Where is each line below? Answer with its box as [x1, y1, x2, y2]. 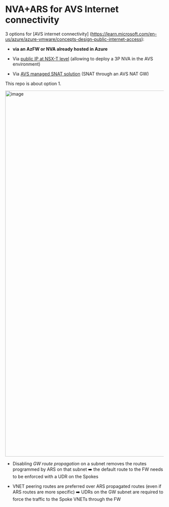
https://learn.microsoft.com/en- [91, 31, 157, 37]
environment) [12, 61, 41, 67]
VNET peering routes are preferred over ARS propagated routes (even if [12, 483, 162, 489]
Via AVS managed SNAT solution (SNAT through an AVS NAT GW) [12, 70, 149, 76]
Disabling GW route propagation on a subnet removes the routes [12, 460, 147, 466]
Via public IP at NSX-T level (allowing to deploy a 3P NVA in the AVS [12, 55, 153, 61]
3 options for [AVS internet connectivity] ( [5, 31, 92, 37]
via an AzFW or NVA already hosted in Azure [12, 46, 108, 52]
